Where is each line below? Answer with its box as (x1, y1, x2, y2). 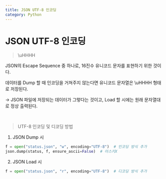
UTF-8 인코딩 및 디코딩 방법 (17, 124, 73, 130)
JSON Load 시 (12, 159, 42, 165)
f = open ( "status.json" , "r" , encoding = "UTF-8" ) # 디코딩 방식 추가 (5, 169, 147, 174)
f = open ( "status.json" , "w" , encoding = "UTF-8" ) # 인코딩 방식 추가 (5, 144, 147, 149)
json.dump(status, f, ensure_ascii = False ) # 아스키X (5, 149, 118, 154)
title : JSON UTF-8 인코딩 (5, 7, 57, 13)
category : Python (5, 12, 42, 17)
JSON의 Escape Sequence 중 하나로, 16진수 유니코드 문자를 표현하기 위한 (5, 63, 152, 69)
